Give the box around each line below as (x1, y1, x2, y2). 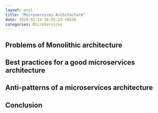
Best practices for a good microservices (5, 58, 135, 67)
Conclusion (5, 101, 43, 109)
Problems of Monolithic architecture (5, 40, 122, 49)
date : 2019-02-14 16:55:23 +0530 (5, 17, 76, 22)
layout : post (5, 7, 33, 13)
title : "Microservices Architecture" (5, 12, 86, 17)
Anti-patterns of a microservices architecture (5, 83, 153, 92)
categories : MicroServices (5, 21, 63, 27)
